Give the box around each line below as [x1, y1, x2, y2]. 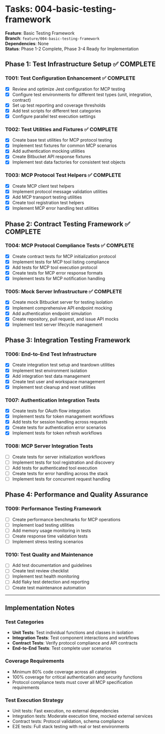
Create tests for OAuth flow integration [12, 408, 91, 414]
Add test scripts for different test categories [12, 108, 101, 113]
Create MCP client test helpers [12, 183, 75, 189]
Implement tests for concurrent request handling [12, 476, 110, 482]
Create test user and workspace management [12, 378, 106, 384]
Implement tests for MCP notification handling [12, 276, 106, 282]
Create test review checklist [12, 568, 69, 574]
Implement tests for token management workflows [12, 414, 114, 420]
